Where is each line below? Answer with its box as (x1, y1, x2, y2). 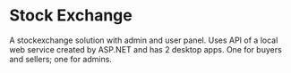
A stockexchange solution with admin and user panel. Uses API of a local (9, 35, 278, 45)
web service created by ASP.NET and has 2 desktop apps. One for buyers (9, 44, 282, 54)
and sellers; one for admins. (9, 53, 112, 64)
